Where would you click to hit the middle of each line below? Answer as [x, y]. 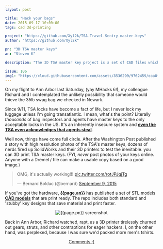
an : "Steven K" [20, 54]
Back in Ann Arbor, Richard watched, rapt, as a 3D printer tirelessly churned [81, 222]
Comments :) [81, 242]
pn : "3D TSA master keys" [31, 49]
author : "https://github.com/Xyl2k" [42, 41]
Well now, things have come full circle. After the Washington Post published [81, 139]
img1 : [10, 76]
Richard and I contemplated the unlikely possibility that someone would [76, 94]
